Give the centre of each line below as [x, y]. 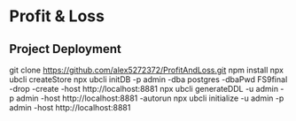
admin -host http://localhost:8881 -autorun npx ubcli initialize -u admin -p [150, 98]
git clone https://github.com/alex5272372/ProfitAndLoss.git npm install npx [146, 70]
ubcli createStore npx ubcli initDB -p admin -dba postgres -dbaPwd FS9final [148, 79]
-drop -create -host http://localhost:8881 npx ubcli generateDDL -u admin [144, 89]
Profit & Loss [57, 16]
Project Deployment [65, 49]
